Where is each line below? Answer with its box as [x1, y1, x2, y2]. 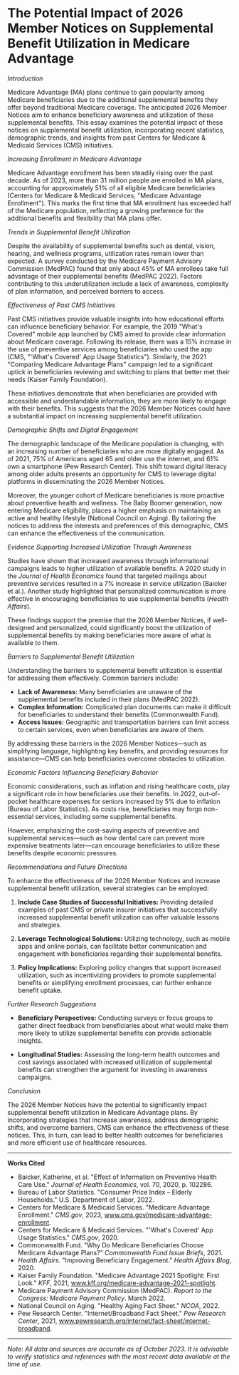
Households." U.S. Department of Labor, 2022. [17, 1195, 154, 1204]
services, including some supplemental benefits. [35, 812, 178, 820]
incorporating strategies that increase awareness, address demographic [7, 1116, 219, 1124]
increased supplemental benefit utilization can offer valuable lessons [17, 912, 220, 921]
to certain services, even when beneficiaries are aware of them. [17, 725, 205, 733]
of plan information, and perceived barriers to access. [7, 287, 166, 295]
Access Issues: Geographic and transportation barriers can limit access [17, 718, 230, 726]
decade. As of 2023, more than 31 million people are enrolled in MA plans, [7, 176, 224, 185]
